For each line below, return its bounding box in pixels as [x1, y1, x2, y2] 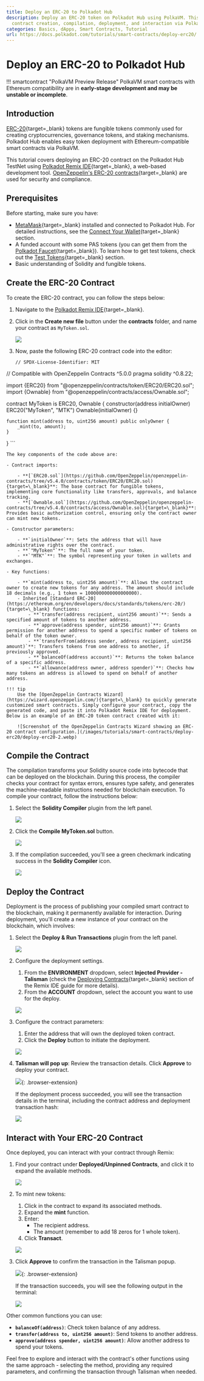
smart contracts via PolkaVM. [6, 144, 80, 151]
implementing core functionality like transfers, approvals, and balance [6, 488, 197, 494]
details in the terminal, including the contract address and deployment [15, 1097, 191, 1104]
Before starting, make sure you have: [6, 209, 99, 216]
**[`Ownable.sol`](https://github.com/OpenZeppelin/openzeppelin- [22, 499, 194, 505]
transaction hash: [15, 1104, 59, 1111]
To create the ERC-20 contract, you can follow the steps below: [6, 294, 165, 301]
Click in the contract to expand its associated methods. [24, 1202, 162, 1209]
